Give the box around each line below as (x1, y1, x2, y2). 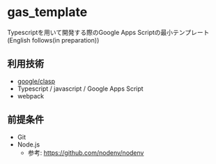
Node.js (17, 140, 40, 149)
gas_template (7, 4, 88, 20)
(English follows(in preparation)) (7, 36, 100, 44)
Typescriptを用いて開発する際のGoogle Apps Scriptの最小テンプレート (7, 28, 210, 36)
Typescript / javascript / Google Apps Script (17, 84, 144, 93)
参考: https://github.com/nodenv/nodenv (27, 148, 144, 157)
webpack (17, 91, 44, 100)
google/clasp (17, 77, 56, 85)
